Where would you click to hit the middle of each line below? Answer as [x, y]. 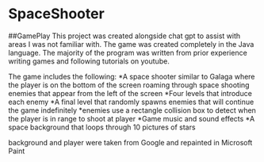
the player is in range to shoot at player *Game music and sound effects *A [132, 118]
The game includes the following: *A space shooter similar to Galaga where [132, 76]
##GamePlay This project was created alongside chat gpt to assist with [124, 36]
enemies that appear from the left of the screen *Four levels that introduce [130, 93]
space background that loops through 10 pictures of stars [102, 127]
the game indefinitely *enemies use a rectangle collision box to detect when [132, 110]
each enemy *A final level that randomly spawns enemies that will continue [131, 102]
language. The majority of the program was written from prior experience [128, 52]
